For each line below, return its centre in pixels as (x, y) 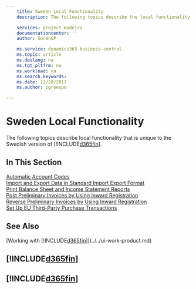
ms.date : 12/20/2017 (42, 82)
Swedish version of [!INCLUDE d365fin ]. (54, 144)
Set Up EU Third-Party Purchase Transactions (62, 208)
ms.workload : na (37, 71)
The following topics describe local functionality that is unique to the (89, 138)
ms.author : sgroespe (42, 88)
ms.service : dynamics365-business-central (69, 49)
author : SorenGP (37, 39)
